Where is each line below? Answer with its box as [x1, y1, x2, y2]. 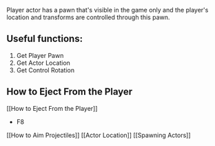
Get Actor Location [16, 59, 70, 67]
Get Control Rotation [16, 65, 75, 74]
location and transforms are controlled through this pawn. [6, 13, 170, 21]
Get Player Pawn [16, 51, 64, 59]
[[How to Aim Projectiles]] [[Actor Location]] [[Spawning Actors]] [6, 131, 191, 139]
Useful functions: [6, 33, 83, 45]
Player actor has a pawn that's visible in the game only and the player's [6, 6, 209, 14]
